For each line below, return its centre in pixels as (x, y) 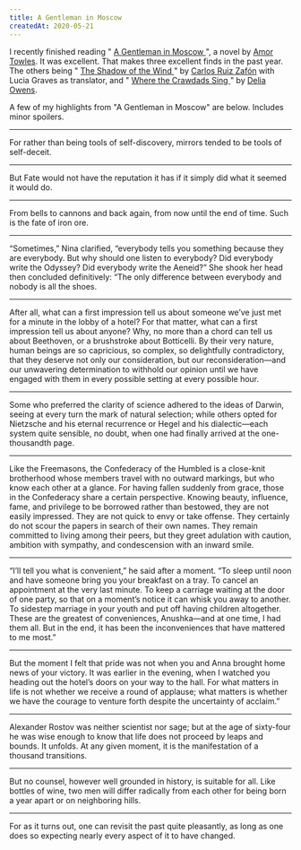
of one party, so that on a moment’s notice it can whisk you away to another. (150, 599)
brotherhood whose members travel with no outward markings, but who (142, 478)
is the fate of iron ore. (49, 222)
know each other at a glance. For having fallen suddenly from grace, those (147, 487)
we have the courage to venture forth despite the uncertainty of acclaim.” (145, 701)
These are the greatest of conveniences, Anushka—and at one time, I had (145, 618)
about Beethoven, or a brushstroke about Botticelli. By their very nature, (142, 341)
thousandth (30, 442)
